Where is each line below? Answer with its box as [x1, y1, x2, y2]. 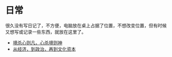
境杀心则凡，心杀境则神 [12, 39, 62, 46]
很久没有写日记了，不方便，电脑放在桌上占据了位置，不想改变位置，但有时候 [5, 22, 167, 28]
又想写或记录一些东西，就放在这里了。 [5, 28, 86, 35]
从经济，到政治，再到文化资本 [12, 46, 76, 52]
